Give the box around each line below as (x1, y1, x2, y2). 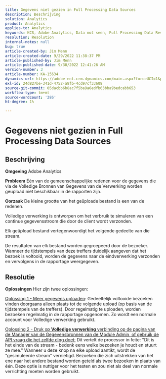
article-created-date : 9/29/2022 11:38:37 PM (5, 53, 100, 58)
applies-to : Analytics (5, 26, 52, 31)
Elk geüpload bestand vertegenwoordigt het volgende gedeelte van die (5, 228, 150, 234)
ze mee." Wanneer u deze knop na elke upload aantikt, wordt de (5, 347, 135, 353)
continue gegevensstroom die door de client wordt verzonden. (5, 218, 132, 224)
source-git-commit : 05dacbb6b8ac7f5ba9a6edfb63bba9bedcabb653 (5, 85, 136, 91)
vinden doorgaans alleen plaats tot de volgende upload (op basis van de (5, 301, 152, 307)
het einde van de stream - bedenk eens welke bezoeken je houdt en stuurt (5, 342, 157, 348)
